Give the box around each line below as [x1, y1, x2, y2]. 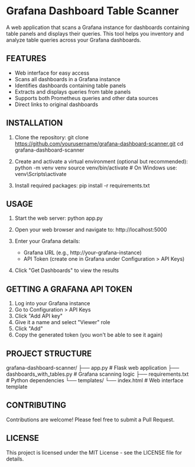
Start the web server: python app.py [14, 215, 103, 222]
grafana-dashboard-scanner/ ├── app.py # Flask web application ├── [6, 364, 180, 371]
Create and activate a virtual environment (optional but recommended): [14, 158, 188, 165]
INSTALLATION [6, 118, 63, 128]
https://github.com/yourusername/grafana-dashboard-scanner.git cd [14, 140, 184, 147]
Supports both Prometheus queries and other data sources [14, 94, 158, 101]
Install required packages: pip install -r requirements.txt [14, 182, 150, 189]
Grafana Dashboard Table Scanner [6, 4, 179, 18]
